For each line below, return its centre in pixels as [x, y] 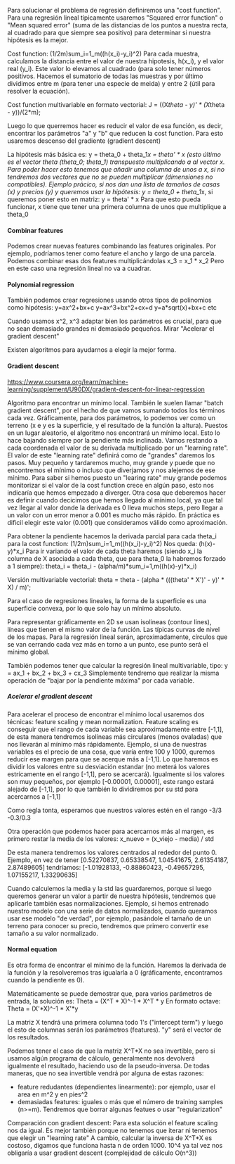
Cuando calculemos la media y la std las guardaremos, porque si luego [109, 888]
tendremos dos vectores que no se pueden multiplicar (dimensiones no [110, 177]
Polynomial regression [41, 284]
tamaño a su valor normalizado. [53, 933]
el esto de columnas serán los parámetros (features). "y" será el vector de [114, 1030]
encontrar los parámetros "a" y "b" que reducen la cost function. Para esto [115, 133]
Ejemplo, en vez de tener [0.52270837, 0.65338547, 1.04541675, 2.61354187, [118, 860]
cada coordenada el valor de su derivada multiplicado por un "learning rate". [118, 448]
